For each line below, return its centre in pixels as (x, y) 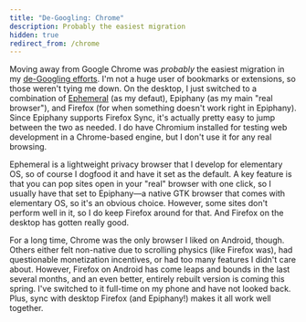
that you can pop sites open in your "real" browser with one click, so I (141, 184)
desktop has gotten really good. (69, 223)
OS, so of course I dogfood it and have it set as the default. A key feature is (151, 174)
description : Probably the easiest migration (97, 26)
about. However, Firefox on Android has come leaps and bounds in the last (150, 269)
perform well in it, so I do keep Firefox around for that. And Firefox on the (147, 213)
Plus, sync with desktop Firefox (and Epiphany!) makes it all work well (140, 298)
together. (26, 308)
